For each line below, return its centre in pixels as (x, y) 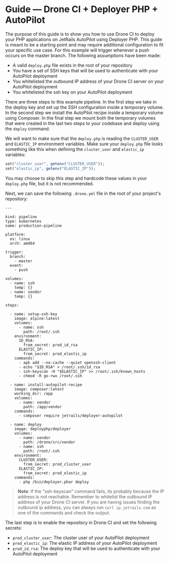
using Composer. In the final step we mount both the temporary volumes (80, 118)
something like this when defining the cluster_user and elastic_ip (75, 149)
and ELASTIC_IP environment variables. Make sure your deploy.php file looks (84, 144)
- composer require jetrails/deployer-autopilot (71, 416)
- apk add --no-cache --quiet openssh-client (67, 363)
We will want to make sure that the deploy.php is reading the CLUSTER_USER (82, 138)
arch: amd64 (22, 243)
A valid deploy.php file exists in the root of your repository (72, 65)
